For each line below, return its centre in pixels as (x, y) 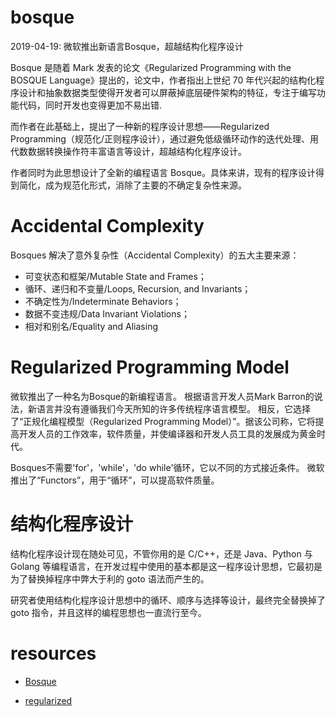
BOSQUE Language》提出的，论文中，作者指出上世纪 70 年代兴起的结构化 (163, 80)
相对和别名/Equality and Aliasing (91, 326)
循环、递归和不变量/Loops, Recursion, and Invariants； (138, 288)
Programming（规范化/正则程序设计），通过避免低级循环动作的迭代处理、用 (164, 138)
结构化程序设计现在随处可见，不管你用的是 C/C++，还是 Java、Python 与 (161, 553)
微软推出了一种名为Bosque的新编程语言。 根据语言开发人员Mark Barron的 (162, 396)
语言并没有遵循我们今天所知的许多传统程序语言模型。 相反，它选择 (173, 408)
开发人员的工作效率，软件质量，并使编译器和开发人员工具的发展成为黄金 (167, 433)
